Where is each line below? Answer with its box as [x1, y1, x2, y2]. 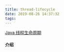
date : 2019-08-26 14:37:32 [5, 12, 60, 16]
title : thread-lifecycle [5, 7, 55, 12]
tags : [5, 16, 16, 21]
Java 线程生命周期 [5, 30, 42, 36]
